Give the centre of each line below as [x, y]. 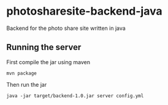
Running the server [44, 47]
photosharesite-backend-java [84, 11]
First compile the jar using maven [48, 62]
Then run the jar [27, 84]
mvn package [21, 73]
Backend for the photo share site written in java [66, 28]
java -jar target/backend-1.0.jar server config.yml [75, 96]
